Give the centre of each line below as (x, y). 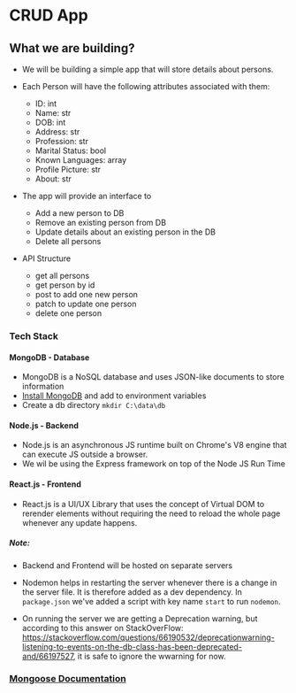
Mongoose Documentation (68, 679)
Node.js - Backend (44, 425)
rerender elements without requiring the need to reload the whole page (151, 513)
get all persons (62, 276)
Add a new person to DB (80, 213)
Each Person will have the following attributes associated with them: (146, 86)
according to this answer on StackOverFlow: (102, 628)
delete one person (68, 313)
